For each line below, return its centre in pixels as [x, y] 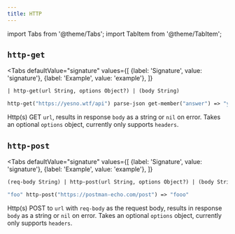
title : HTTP [24, 14]
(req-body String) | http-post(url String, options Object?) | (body [111, 182]
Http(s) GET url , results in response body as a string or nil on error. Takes [114, 117]
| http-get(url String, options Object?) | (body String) [93, 91]
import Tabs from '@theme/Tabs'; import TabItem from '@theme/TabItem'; [115, 34]
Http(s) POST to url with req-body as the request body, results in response [115, 208]
